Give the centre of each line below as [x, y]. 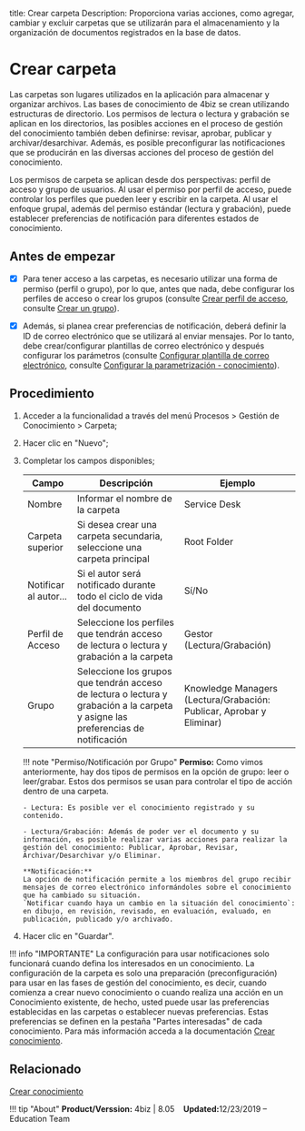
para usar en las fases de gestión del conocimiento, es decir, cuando [138, 983]
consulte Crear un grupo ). [71, 308]
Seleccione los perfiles [125, 622]
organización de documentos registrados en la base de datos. [125, 32]
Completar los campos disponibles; [89, 460]
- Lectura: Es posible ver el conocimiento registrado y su [138, 808]
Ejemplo [237, 483]
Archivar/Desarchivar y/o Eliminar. [92, 855]
